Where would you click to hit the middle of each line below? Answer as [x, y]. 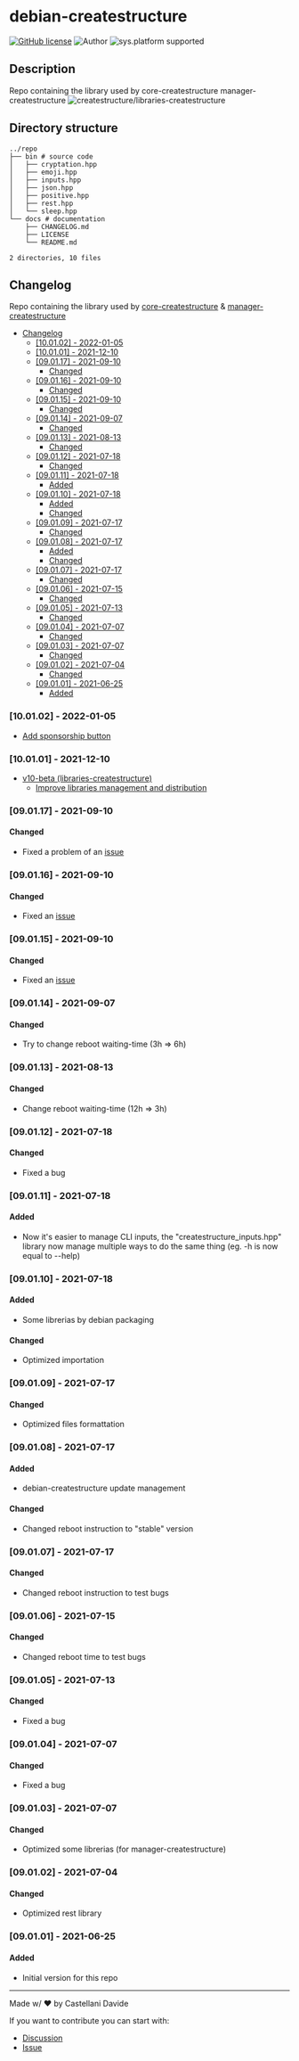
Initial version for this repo [70, 1977]
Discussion [42, 2038]
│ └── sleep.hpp [43, 211]
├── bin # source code [51, 156]
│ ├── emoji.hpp [43, 172]
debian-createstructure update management [104, 1488]
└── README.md [51, 242]
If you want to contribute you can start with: [89, 2020]
